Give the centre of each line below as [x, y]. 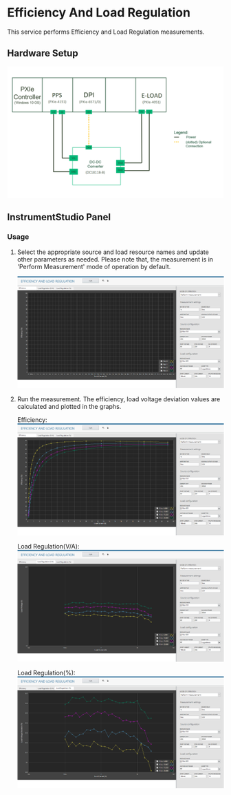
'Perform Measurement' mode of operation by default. [94, 266]
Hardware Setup [43, 53]
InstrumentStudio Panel [59, 217]
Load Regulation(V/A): [48, 546]
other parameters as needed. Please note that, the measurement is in [115, 259]
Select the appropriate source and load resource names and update [113, 252]
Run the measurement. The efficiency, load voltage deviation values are [119, 399]
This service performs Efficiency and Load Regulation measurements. [106, 32]
